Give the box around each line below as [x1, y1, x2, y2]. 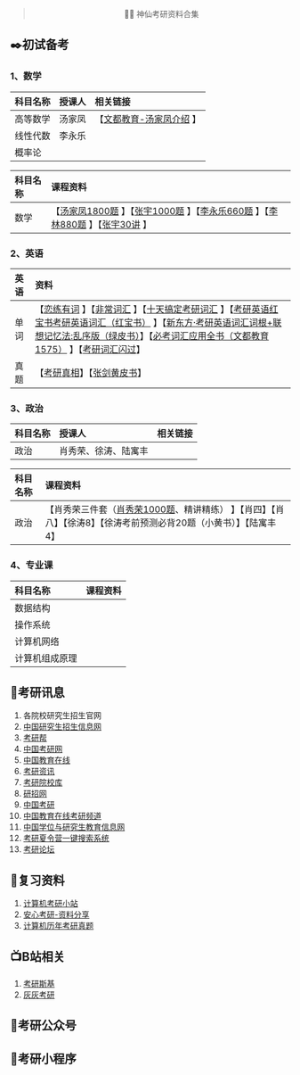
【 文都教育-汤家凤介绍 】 [94, 112, 201, 125]
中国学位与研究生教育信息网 [22, 822, 126, 832]
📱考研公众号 [10, 1018, 77, 1033]
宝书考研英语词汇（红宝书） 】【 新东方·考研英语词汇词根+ [35, 316, 273, 328]
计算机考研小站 [22, 898, 78, 909]
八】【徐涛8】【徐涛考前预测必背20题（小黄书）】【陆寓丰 [45, 517, 277, 529]
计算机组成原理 [14, 651, 78, 664]
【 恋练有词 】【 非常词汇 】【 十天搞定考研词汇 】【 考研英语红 [35, 302, 279, 315]
